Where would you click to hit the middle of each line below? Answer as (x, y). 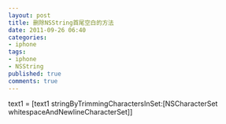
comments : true (33, 81)
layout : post (30, 15)
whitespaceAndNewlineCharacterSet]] (70, 111)
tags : (17, 52)
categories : (28, 37)
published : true (35, 74)
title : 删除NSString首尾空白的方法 (61, 23)
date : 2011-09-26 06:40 (47, 30)
